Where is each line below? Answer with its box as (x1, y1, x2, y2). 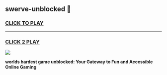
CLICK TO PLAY (5, 20, 44, 27)
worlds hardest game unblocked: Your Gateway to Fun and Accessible (5, 59, 153, 65)
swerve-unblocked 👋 (5, 5, 71, 13)
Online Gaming (5, 64, 37, 70)
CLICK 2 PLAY (5, 38, 40, 45)
